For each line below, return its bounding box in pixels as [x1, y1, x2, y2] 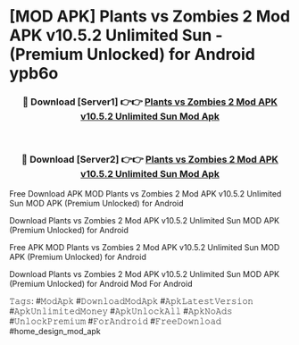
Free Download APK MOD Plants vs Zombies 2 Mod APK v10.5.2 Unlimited [9, 188, 282, 198]
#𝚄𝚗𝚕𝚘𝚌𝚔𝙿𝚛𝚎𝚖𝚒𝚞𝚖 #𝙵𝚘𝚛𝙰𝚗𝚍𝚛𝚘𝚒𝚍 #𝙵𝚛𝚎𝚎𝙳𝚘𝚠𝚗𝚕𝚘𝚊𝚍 [9, 316, 221, 326]
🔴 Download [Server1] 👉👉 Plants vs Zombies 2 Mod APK [21, 96, 278, 108]
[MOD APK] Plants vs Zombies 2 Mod [9, 6, 291, 27]
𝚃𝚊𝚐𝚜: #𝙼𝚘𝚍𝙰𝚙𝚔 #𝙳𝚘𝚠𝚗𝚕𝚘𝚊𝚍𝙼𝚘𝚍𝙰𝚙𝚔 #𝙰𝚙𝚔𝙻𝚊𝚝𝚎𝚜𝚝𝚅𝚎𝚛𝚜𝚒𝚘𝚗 [9, 295, 254, 306]
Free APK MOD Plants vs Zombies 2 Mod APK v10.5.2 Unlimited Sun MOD [9, 241, 280, 252]
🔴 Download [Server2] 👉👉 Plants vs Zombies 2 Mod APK [21, 154, 279, 166]
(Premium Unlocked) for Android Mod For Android [9, 278, 193, 289]
